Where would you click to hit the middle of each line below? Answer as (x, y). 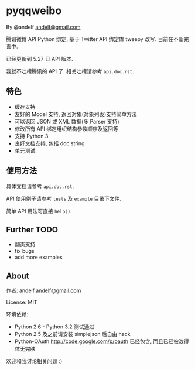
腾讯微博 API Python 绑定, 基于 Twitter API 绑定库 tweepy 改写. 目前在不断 (95, 39)
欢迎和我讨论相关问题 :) (34, 361)
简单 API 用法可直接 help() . (39, 211)
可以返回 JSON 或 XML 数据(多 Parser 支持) (67, 121)
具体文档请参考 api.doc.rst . (40, 186)
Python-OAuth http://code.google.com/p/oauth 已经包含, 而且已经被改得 (102, 341)
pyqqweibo (34, 11)
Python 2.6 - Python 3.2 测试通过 (54, 327)
